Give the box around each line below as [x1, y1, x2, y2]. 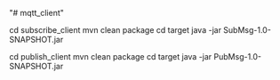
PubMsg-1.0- [213, 52, 262, 61]
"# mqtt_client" [9, 8, 65, 18]
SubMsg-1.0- [223, 25, 271, 35]
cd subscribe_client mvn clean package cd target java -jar [9, 25, 222, 35]
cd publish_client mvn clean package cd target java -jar [9, 52, 212, 61]
